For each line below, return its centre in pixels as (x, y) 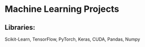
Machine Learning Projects (62, 9)
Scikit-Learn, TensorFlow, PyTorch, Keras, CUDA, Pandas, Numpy (72, 39)
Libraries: (20, 27)
